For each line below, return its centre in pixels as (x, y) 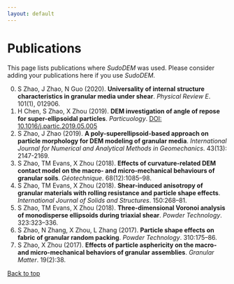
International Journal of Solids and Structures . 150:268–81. (102, 200)
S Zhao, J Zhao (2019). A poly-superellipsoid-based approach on (113, 133)
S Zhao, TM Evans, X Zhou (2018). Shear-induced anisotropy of (110, 185)
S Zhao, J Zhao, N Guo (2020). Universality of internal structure (111, 89)
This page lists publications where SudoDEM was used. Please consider (111, 68)
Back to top (24, 273)
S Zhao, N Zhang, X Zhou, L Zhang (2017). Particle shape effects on (116, 230)
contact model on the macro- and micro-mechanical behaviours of (116, 170)
